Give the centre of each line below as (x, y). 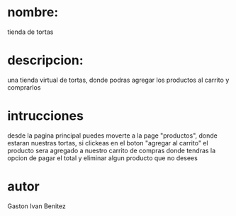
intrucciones (45, 116)
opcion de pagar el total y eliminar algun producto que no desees (103, 158)
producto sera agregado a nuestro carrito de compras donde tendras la (112, 150)
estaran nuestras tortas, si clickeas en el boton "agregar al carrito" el (108, 143)
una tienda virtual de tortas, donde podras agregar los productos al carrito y (118, 80)
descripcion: (45, 60)
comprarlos (24, 87)
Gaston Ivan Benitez (36, 206)
